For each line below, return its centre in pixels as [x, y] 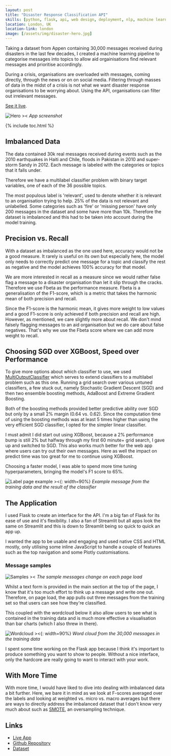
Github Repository [32, 743]
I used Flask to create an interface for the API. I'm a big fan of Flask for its [82, 515]
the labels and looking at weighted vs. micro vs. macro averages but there [83, 698]
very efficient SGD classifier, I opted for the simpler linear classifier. [76, 425]
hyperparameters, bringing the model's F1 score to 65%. [64, 472]
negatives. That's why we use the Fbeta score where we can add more [80, 330]
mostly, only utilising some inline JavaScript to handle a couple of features [83, 547]
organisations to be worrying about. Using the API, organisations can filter [83, 90]
